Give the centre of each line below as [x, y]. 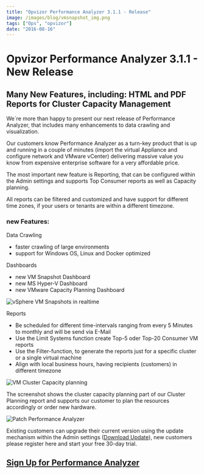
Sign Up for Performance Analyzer [73, 463]
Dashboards [22, 265]
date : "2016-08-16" [31, 29]
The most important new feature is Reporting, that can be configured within [101, 175]
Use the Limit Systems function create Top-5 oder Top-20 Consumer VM [107, 338]
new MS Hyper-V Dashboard [51, 283]
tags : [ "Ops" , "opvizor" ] [39, 23]
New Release [40, 72]
